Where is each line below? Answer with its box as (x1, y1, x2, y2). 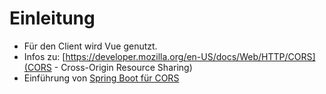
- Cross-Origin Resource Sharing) (53, 61, 193, 73)
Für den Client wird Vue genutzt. (23, 40, 158, 52)
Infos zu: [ (23, 50, 66, 62)
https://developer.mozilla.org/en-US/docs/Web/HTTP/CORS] (65, 50, 316, 62)
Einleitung (9, 7, 96, 30)
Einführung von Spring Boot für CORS (23, 72, 180, 84)
